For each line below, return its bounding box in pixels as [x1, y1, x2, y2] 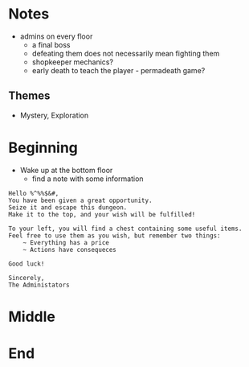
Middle [8, 307, 56, 326]
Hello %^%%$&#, [8, 189, 59, 197]
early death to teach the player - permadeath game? [31, 65, 206, 75]
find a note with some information [31, 174, 144, 183]
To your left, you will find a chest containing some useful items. [8, 225, 243, 233]
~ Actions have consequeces [22, 245, 116, 254]
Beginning [8, 138, 79, 157]
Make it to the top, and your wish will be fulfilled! [8, 210, 196, 218]
